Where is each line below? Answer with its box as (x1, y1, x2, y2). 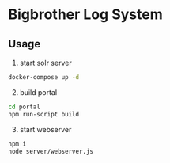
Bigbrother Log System (8, 6, 164, 24)
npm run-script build (8, 110, 80, 118)
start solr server (19, 58, 73, 67)
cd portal (8, 103, 41, 111)
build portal (19, 87, 58, 97)
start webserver (19, 124, 72, 134)
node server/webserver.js (8, 147, 93, 155)
